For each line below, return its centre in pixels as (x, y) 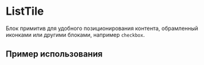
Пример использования (54, 54)
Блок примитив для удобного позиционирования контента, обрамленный (102, 28)
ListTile (25, 11)
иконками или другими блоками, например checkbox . (75, 34)
